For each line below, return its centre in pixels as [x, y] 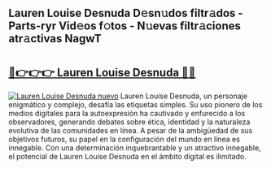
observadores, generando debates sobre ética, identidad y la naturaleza [129, 122]
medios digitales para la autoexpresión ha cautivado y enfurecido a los [127, 113]
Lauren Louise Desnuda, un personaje [184, 96]
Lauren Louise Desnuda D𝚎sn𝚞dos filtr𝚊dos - [126, 13]
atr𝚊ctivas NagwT [55, 39]
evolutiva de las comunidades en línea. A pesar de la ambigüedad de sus [131, 130]
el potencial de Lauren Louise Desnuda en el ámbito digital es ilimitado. [127, 156]
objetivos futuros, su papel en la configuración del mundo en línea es [124, 139]
